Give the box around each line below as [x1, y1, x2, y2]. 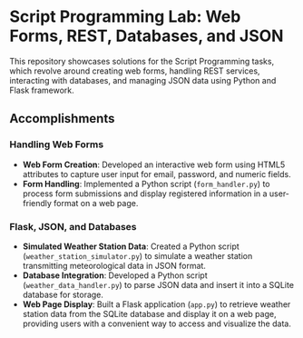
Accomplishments [9, 111, 115, 126]
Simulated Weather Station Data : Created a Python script [22, 241, 240, 252]
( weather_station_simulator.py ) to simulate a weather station [22, 250, 253, 261]
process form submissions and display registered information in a [22, 188, 268, 199]
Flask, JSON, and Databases [9, 220, 137, 233]
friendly [22, 197, 53, 208]
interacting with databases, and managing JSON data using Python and [9, 75, 277, 85]
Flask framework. [9, 84, 74, 95]
